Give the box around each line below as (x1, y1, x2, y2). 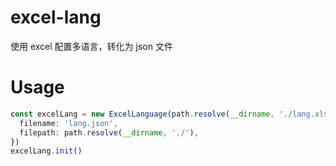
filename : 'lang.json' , (19, 118, 118, 128)
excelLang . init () (10, 146, 83, 156)
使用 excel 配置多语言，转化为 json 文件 (10, 40, 173, 52)
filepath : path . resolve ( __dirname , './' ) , (19, 127, 199, 138)
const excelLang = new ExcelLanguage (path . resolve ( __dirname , (10, 109, 275, 119)
